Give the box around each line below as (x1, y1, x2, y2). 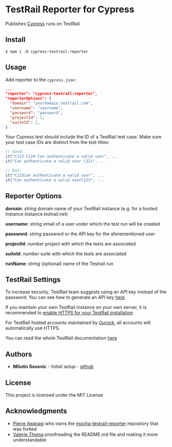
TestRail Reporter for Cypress (5, 4, 135, 15)
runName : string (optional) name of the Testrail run (5, 260, 114, 267)
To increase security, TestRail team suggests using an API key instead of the (5, 289, 167, 295)
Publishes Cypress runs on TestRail (5, 21, 80, 27)
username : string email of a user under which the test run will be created (5, 220, 160, 227)
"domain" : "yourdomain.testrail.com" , (10, 101, 93, 106)
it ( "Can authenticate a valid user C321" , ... (5, 159, 107, 164)
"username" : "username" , (10, 106, 63, 111)
